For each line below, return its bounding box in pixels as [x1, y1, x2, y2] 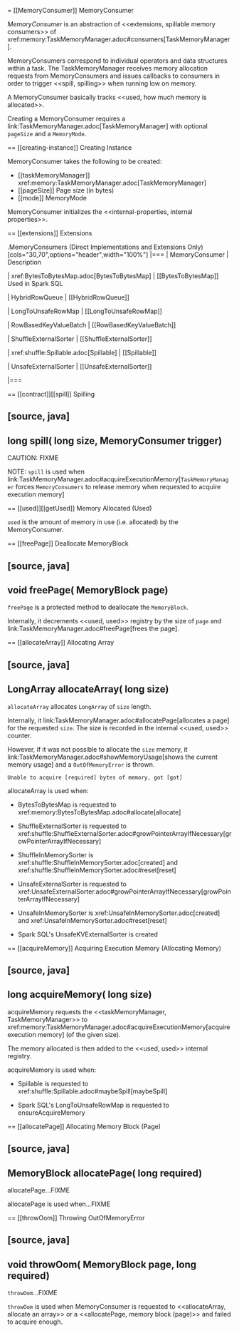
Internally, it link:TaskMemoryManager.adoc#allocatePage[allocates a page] [7, 716, 230, 725]
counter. [7, 731, 32, 740]
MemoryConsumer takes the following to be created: [7, 157, 162, 165]
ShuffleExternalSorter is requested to [17, 822, 127, 830]
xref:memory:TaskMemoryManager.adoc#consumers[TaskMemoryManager [7, 35, 230, 44]
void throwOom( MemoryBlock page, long [7, 1258, 197, 1270]
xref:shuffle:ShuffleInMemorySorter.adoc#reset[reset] [17, 866, 176, 874]
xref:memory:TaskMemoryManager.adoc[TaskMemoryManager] [17, 178, 207, 187]
